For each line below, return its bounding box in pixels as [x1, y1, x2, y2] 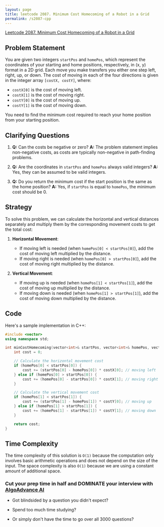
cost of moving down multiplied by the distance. [19, 295, 116, 301]
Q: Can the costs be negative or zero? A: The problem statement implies [12, 144, 158, 150]
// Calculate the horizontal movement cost [14, 359, 104, 364]
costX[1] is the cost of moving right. [12, 92, 85, 98]
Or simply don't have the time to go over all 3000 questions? [12, 516, 134, 522]
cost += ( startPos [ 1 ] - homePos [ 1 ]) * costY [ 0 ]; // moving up [22, 399, 152, 404]
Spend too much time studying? [12, 507, 77, 513]
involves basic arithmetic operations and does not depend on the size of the [5, 458, 158, 464]
